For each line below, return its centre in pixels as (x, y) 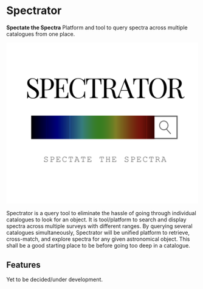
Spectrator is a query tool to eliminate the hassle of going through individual (101, 213)
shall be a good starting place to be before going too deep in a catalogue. (98, 246)
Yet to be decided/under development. (55, 280)
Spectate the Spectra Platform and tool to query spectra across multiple (97, 27)
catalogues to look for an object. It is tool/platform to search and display (96, 219)
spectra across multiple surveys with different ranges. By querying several (99, 226)
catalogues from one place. (41, 34)
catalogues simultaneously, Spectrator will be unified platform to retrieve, (98, 233)
